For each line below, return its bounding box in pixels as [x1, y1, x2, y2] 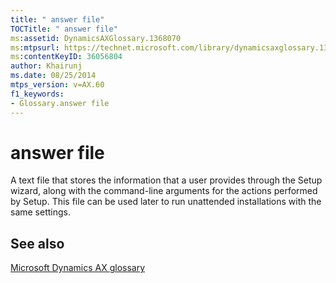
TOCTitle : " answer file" [10, 24, 118, 34]
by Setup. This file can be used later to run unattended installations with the [10, 196, 322, 208]
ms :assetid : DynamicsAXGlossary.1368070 [10, 33, 182, 43]
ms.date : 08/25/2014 [10, 71, 97, 81]
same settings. [10, 206, 71, 218]
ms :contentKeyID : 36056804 [10, 52, 123, 62]
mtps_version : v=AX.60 [10, 80, 105, 90]
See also [10, 235, 65, 252]
